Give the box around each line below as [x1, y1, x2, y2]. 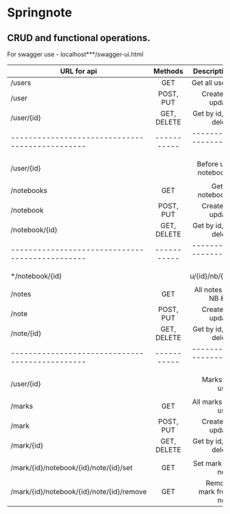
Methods [153, 66, 183, 76]
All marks [192, 397, 222, 407]
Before [196, 159, 219, 168]
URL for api [60, 66, 97, 76]
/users [10, 78, 31, 87]
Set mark [192, 459, 222, 468]
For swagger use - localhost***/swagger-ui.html [7, 50, 144, 58]
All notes [194, 285, 222, 294]
